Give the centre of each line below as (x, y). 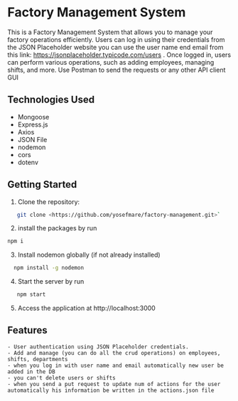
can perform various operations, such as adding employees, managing (111, 62)
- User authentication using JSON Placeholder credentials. (98, 347)
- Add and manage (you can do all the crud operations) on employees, (114, 353)
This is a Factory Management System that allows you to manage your (110, 32)
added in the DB (31, 371)
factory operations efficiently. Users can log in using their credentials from (116, 39)
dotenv (28, 162)
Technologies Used (51, 100)
